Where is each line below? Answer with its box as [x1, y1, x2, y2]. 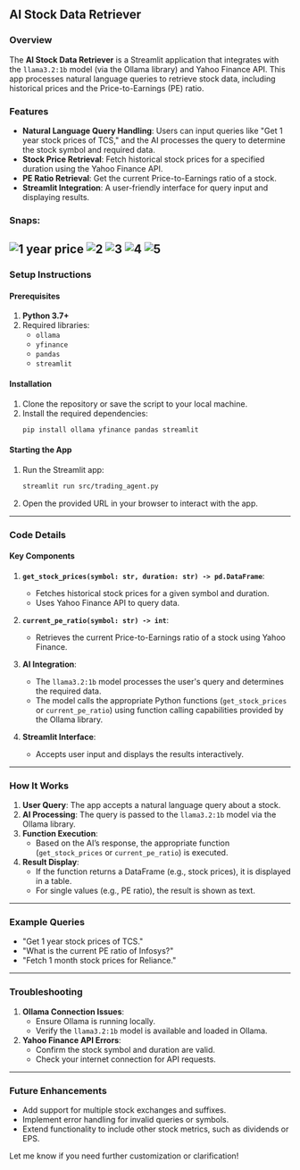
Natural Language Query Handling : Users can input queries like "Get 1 [21, 125, 283, 136]
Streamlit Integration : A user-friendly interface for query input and [21, 182, 269, 193]
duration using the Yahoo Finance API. [21, 163, 163, 173]
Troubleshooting [9, 986, 83, 998]
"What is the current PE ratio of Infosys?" [21, 946, 174, 956]
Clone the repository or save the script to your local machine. [21, 398, 248, 409]
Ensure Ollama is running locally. [35, 1015, 156, 1026]
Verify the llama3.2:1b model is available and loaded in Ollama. [35, 1025, 268, 1036]
